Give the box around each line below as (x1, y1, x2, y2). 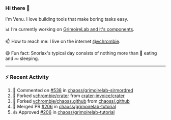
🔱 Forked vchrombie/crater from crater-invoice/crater (12, 93, 125, 99)
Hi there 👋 (5, 5, 31, 12)
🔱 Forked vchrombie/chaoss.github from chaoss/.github (12, 98, 130, 104)
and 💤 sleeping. (5, 55, 39, 62)
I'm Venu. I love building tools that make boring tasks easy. (5, 16, 129, 22)
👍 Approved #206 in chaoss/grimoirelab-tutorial (12, 109, 115, 115)
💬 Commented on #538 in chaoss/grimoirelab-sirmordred (12, 87, 133, 93)
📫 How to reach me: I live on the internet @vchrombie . (5, 38, 121, 45)
